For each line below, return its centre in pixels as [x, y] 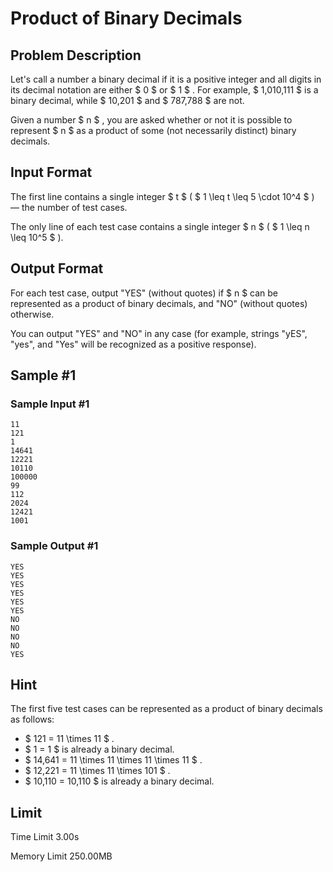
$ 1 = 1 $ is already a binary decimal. [99, 749]
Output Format [57, 268]
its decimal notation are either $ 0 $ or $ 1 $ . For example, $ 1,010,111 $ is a [164, 90]
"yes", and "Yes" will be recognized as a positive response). [133, 344]
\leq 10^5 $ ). [37, 237]
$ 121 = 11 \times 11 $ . [69, 739]
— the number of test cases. [69, 207]
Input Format [51, 172]
